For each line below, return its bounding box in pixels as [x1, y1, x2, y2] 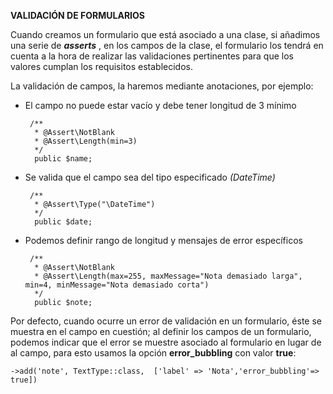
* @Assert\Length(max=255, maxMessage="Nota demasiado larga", [34, 271, 303, 281]
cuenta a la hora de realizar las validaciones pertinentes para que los [10, 50, 294, 62]
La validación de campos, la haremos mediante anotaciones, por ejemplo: [10, 80, 314, 92]
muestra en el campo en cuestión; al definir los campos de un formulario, [10, 326, 312, 337]
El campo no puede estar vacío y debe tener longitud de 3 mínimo [24, 100, 297, 111]
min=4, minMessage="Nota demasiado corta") [24, 280, 210, 290]
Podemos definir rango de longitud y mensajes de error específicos [24, 235, 303, 246]
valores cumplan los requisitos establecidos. [10, 61, 194, 72]
